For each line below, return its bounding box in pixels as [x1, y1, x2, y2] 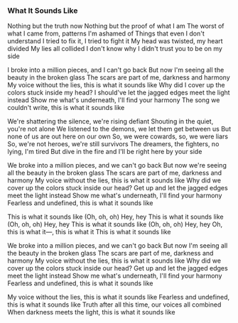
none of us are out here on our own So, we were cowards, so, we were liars [7, 132, 229, 141]
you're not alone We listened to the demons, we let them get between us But [7, 125, 232, 133]
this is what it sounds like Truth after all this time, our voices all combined [7, 300, 222, 309]
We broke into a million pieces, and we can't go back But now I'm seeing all [7, 241, 228, 250]
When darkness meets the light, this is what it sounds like [7, 308, 175, 317]
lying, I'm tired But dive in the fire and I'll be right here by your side [7, 148, 202, 156]
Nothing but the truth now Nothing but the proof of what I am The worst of [7, 22, 225, 31]
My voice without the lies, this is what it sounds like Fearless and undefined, [7, 293, 230, 302]
